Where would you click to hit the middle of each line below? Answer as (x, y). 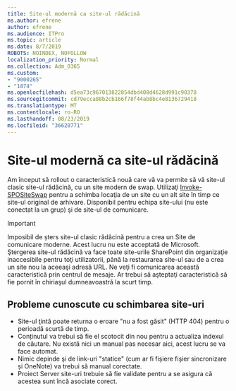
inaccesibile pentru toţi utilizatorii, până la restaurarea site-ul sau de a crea (116, 260)
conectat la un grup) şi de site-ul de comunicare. (78, 210)
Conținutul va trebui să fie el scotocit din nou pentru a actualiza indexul (120, 337)
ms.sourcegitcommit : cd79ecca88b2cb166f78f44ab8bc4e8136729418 (102, 100)
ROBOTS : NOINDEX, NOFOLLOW (47, 54)
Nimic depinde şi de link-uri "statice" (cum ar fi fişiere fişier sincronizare (122, 359)
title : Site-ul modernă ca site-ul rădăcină (74, 14)
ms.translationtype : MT (42, 106)
